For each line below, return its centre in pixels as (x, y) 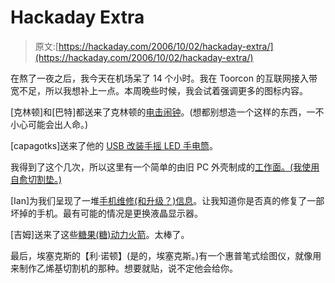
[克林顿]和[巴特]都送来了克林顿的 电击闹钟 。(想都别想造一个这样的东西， (158, 112)
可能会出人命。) (58, 124)
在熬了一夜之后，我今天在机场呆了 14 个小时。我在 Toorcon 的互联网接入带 (164, 78)
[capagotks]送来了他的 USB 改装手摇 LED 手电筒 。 (114, 145)
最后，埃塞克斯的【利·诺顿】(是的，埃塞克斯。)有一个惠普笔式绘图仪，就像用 (166, 255)
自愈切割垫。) (36, 179)
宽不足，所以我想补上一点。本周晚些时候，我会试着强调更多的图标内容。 (159, 90)
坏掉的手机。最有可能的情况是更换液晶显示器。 (106, 213)
